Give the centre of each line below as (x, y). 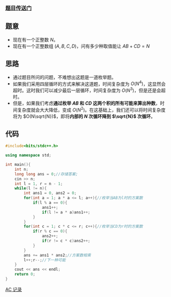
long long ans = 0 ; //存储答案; (46, 174)
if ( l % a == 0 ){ (50, 203)
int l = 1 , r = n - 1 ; (39, 184)
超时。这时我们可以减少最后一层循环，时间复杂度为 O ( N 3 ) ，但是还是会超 (89, 90)
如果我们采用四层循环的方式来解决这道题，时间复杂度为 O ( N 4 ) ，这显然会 (89, 83)
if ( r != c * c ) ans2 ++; (66, 241)
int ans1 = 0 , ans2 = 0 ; (50, 193)
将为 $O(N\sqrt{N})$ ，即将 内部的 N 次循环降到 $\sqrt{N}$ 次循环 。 (84, 116)
